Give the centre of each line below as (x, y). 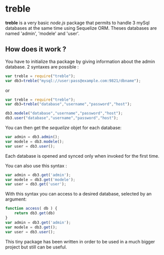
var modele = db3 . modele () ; (35, 142)
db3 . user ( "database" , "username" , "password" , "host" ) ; (62, 118)
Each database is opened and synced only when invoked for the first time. (83, 156)
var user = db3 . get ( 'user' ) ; (36, 184)
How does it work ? (36, 49)
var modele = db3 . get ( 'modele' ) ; (40, 179)
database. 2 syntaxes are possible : (42, 67)
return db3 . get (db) (35, 213)
